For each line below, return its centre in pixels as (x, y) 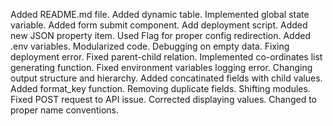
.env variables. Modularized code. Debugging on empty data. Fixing (150, 46)
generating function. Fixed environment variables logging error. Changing (161, 67)
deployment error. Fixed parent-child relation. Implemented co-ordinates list (166, 57)
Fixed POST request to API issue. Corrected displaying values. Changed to (163, 99)
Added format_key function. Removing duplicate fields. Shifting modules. (160, 88)
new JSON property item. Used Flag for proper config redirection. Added (160, 35)
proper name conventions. (64, 110)
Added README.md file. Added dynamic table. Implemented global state (160, 14)
